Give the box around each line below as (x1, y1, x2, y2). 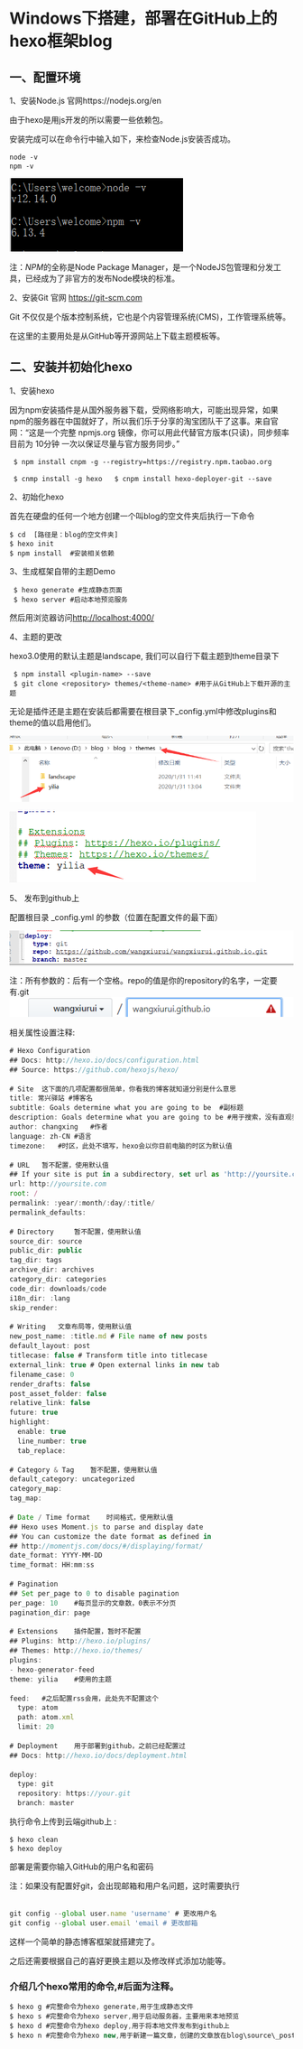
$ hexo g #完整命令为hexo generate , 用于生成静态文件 (9, 2002, 194, 2011)
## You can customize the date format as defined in (9, 1532, 212, 1541)
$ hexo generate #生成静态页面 (13, 585, 124, 594)
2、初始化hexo (9, 491, 65, 502)
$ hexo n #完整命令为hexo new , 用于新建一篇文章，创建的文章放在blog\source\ (9, 2031, 276, 2040)
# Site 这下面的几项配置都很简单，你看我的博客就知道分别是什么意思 (9, 1085, 237, 1094)
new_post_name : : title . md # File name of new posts (9, 1332, 207, 1341)
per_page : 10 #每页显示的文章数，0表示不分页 (9, 1598, 177, 1607)
